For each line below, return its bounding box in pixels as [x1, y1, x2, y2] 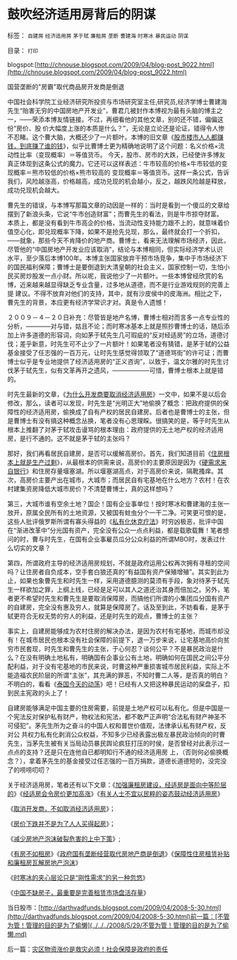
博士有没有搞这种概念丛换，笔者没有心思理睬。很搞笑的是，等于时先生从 [19, 416, 230, 425]
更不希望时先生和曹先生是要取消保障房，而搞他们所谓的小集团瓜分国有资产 [13, 594, 230, 602]
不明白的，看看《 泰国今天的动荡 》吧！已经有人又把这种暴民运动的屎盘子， [7, 679, 224, 688]
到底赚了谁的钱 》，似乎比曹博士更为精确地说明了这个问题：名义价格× [19, 141, 219, 150]
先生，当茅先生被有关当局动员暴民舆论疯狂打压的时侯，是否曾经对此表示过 [7, 739, 224, 747]
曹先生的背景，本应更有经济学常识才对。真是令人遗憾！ [7, 298, 168, 306]
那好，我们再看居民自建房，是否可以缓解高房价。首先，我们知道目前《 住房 [7, 449, 224, 457]
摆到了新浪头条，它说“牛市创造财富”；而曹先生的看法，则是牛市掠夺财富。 [7, 209, 224, 218]
